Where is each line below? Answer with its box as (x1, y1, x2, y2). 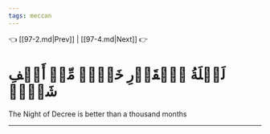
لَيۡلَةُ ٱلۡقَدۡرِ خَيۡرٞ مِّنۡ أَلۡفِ (8, 65, 226, 83)
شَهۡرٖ (8, 82, 58, 100)
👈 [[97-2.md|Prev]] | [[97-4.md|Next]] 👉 (8, 34, 149, 44)
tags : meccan (8, 11, 52, 20)
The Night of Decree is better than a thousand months (8, 109, 187, 119)
